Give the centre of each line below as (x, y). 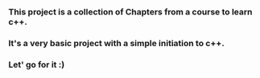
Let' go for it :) (37, 64)
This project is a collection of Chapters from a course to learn (130, 12)
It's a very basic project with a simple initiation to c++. (117, 43)
